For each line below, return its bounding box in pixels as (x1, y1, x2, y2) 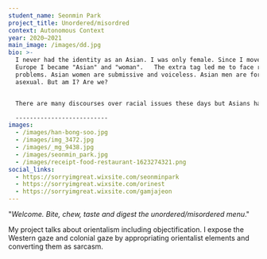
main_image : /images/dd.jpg (8, 41, 102, 49)
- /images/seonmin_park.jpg (15, 150, 109, 159)
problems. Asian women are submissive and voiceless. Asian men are (15, 71, 247, 79)
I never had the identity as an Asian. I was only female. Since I (15, 56, 244, 64)
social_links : (8, 165, 56, 173)
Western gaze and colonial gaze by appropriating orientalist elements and (8, 234, 250, 242)
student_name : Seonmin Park (8, 11, 102, 20)
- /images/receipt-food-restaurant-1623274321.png (15, 158, 187, 166)
